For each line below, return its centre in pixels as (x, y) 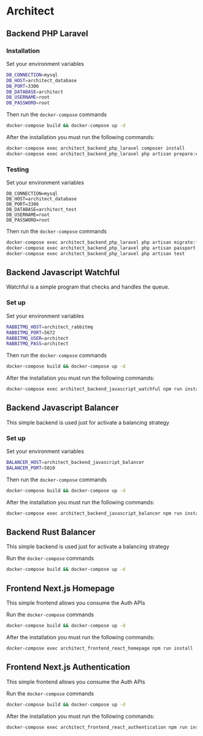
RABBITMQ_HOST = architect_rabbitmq (50, 327)
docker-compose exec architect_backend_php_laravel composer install (96, 148)
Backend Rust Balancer (51, 532)
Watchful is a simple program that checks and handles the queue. (88, 287)
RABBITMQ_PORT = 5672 (31, 333)
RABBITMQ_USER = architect (37, 338)
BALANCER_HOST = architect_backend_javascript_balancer (76, 463)
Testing (18, 169)
